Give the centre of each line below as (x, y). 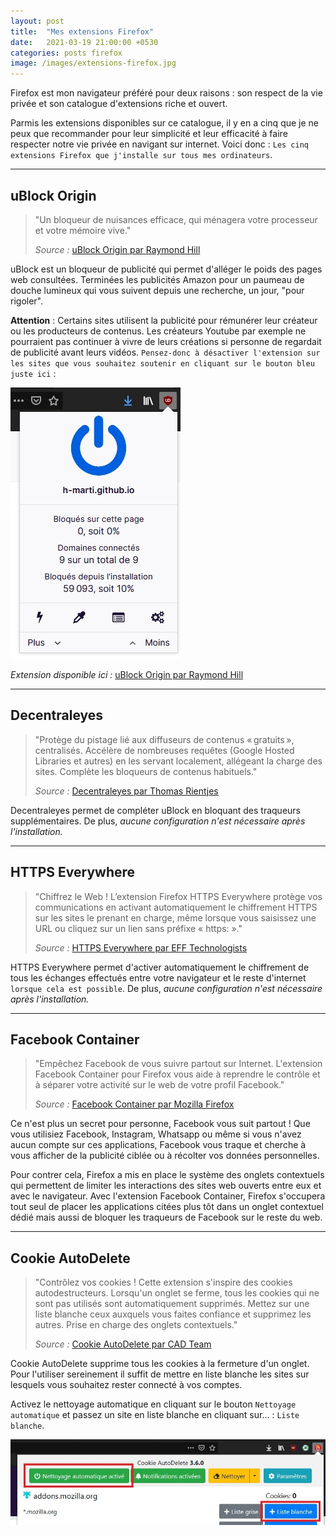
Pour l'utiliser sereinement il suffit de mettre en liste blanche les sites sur (160, 1374)
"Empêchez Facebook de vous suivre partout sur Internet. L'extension (178, 1064)
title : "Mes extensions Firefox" (82, 31)
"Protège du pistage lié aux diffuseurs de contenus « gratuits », (164, 739)
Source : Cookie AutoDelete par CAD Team (123, 1344)
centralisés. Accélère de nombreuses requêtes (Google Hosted (164, 750)
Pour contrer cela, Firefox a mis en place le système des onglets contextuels (167, 1175)
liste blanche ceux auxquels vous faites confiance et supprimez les (173, 1314)
